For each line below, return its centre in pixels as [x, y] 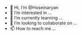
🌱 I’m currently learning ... [36, 18]
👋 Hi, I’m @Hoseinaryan [34, 8]
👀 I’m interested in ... [31, 13]
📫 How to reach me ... [33, 28]
